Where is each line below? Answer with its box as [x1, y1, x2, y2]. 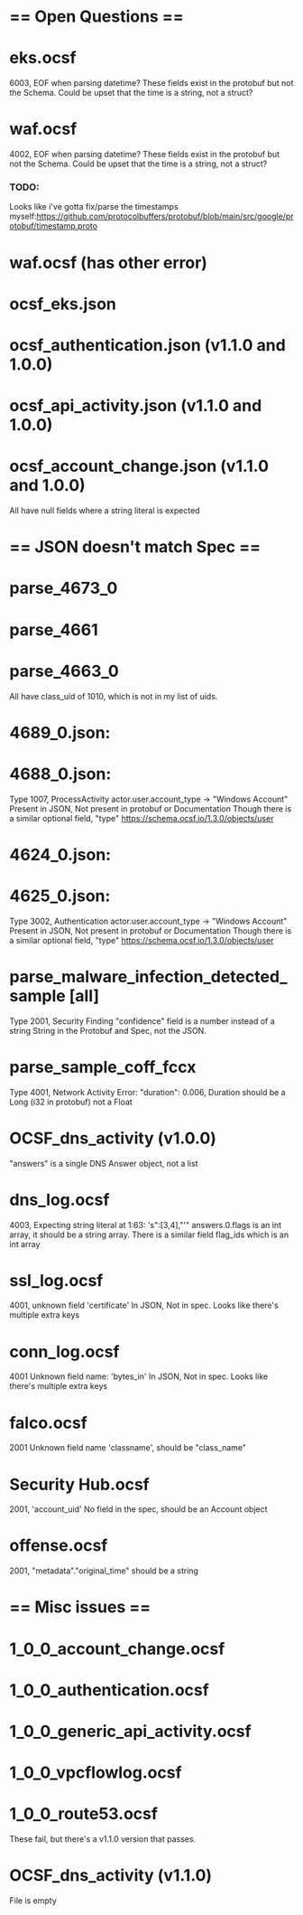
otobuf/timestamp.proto [9, 221, 97, 231]
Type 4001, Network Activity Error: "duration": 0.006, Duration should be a [9, 1086, 286, 1097]
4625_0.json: [9, 886, 111, 906]
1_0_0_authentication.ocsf [9, 1679, 209, 1700]
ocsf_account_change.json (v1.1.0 [9, 456, 269, 476]
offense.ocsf [9, 1535, 108, 1556]
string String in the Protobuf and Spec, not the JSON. [9, 1025, 207, 1036]
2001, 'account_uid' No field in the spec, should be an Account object [9, 1504, 268, 1515]
